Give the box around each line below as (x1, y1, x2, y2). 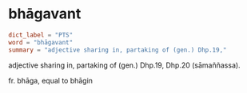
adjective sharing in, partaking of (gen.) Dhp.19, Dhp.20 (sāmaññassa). (8, 60, 241, 70)
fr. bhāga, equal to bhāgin (8, 76, 94, 85)
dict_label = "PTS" (8, 31, 74, 39)
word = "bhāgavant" (8, 38, 74, 46)
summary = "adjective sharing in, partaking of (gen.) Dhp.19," (8, 45, 227, 54)
